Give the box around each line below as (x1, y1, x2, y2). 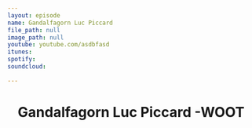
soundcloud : (7, 63, 46, 71)
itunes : (7, 48, 33, 56)
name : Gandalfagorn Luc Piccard (7, 19, 113, 27)
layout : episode (7, 11, 60, 20)
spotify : (7, 56, 36, 64)
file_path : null (7, 26, 60, 34)
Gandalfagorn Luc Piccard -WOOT (17, 103, 245, 121)
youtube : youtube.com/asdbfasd (7, 41, 110, 49)
